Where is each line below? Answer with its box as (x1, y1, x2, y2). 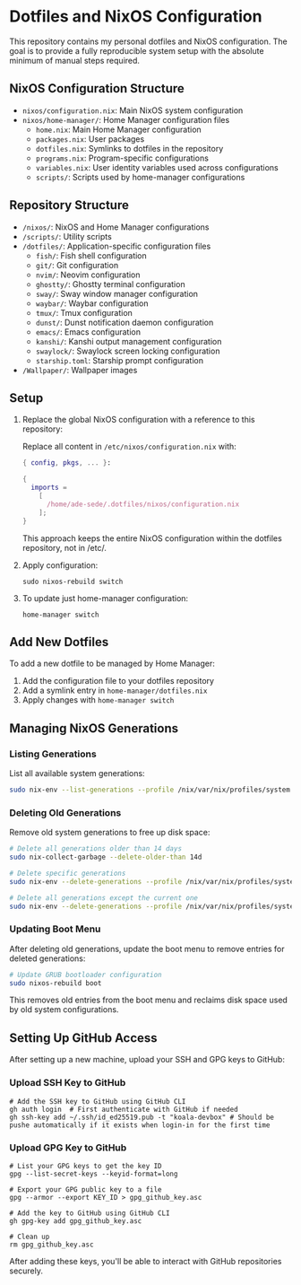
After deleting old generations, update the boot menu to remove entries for (9, 943, 285, 954)
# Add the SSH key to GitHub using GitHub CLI (9, 1097, 186, 1106)
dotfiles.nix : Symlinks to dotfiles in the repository (35, 143, 224, 153)
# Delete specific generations (9, 869, 126, 878)
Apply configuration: (21, 559, 99, 571)
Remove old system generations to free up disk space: (9, 827, 211, 838)
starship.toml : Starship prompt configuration (35, 354, 204, 365)
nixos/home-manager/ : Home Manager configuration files (21, 114, 230, 125)
